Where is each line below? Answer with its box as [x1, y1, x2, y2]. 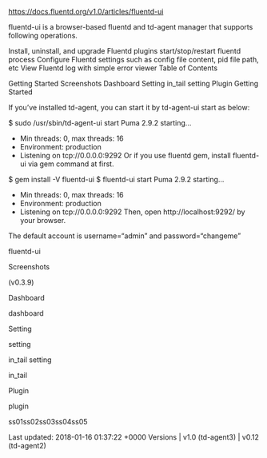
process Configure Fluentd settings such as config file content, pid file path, [8, 55, 259, 64]
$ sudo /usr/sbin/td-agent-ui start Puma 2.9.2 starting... [8, 118, 192, 127]
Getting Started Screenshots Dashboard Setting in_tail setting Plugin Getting [8, 79, 259, 88]
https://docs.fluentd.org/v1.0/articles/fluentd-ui [8, 7, 164, 16]
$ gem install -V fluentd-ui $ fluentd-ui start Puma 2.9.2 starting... [8, 175, 225, 184]
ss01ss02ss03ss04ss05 [8, 417, 88, 426]
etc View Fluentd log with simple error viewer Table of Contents [8, 63, 218, 73]
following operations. [8, 31, 78, 40]
